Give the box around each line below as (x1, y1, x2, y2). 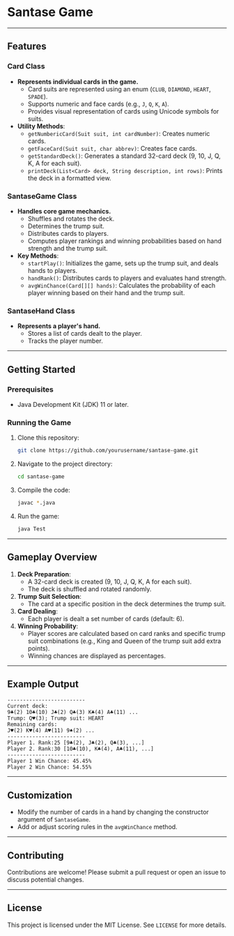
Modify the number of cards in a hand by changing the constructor (17, 808, 209, 817)
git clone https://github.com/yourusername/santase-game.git (17, 447, 199, 454)
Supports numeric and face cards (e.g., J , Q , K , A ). (27, 99, 169, 108)
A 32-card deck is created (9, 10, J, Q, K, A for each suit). (27, 577, 192, 586)
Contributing (7, 849, 64, 861)
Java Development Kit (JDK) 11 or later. (17, 400, 129, 408)
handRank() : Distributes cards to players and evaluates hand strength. (27, 274, 227, 282)
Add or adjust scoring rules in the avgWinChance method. (17, 823, 178, 831)
